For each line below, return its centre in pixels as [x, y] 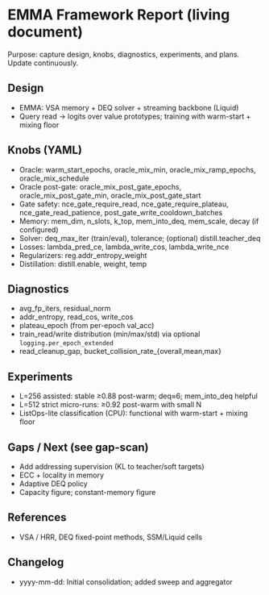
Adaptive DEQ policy [53, 484]
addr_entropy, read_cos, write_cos [76, 317]
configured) [39, 229]
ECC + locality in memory [62, 475]
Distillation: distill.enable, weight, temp [83, 264]
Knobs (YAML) [45, 150]
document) [46, 32]
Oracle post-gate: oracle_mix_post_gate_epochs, [100, 186]
